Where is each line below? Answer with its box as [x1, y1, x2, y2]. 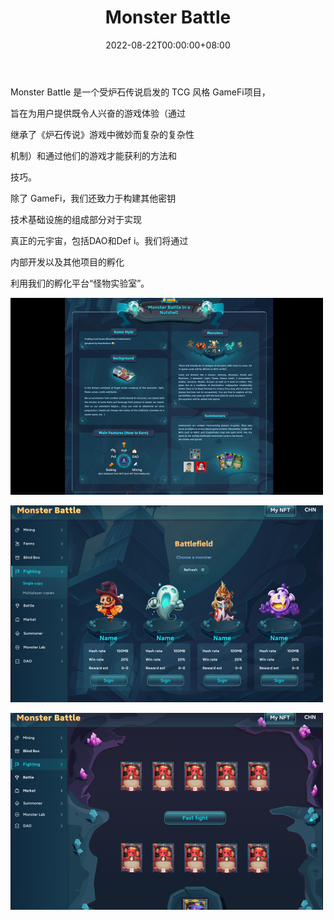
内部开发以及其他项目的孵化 [10, 256, 125, 268]
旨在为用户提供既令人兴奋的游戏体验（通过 [10, 107, 186, 119]
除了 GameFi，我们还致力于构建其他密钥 [10, 192, 177, 204]
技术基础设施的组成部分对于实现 [10, 213, 142, 225]
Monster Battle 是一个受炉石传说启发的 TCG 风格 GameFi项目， [10, 86, 271, 98]
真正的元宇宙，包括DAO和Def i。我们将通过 [10, 234, 189, 246]
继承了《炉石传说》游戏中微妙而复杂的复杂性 [10, 128, 195, 140]
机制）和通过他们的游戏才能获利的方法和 [10, 149, 177, 161]
